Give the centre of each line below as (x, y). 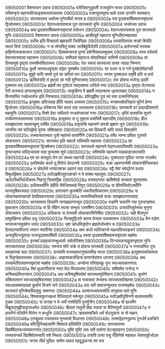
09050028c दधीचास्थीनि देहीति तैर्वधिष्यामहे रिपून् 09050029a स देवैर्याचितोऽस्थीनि (73, 185)
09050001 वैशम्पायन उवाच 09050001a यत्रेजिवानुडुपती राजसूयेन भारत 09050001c (76, 8)
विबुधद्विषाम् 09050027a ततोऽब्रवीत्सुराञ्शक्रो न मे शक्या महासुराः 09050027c (68, 174)
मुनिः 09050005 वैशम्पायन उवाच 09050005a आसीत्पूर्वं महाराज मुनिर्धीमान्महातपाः (71, 35)
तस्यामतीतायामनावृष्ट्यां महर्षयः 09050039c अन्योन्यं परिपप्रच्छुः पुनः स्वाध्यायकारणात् (71, 263)
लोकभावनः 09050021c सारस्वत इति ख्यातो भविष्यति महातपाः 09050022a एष (69, 141)
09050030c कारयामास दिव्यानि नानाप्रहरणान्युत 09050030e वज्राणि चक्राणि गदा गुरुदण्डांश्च (80, 202)
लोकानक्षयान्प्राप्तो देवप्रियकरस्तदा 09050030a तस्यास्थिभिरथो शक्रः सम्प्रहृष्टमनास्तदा (72, 196)
